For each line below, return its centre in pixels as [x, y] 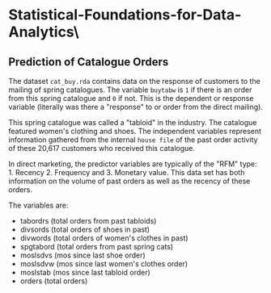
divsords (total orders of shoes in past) [85, 229]
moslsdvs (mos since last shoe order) [83, 255]
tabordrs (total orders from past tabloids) [88, 221]
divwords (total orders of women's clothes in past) [104, 238]
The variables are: [38, 205]
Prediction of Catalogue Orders [89, 62]
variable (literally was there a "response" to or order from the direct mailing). [135, 107]
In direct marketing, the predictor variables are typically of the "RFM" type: [133, 164]
